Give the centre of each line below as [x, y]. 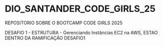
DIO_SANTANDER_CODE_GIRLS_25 [80, 9]
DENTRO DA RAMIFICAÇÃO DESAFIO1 [45, 38]
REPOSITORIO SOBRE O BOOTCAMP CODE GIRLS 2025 [64, 23]
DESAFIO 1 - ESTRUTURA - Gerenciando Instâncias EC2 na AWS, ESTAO [81, 32]
